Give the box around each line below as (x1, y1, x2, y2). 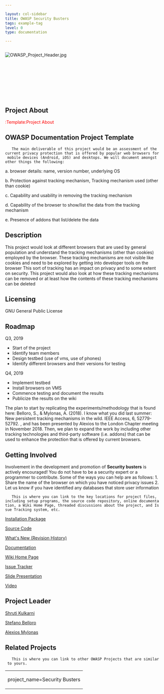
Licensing (5, 295, 36, 303)
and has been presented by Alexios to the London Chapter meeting (23, 421, 159, 427)
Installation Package (5, 516, 46, 521)
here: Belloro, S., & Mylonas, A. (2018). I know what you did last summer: (5, 410, 152, 416)
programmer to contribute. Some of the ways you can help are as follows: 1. (5, 474, 158, 480)
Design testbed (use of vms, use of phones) (12, 355, 102, 361)
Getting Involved (5, 451, 57, 459)
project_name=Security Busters (7, 676, 81, 683)
